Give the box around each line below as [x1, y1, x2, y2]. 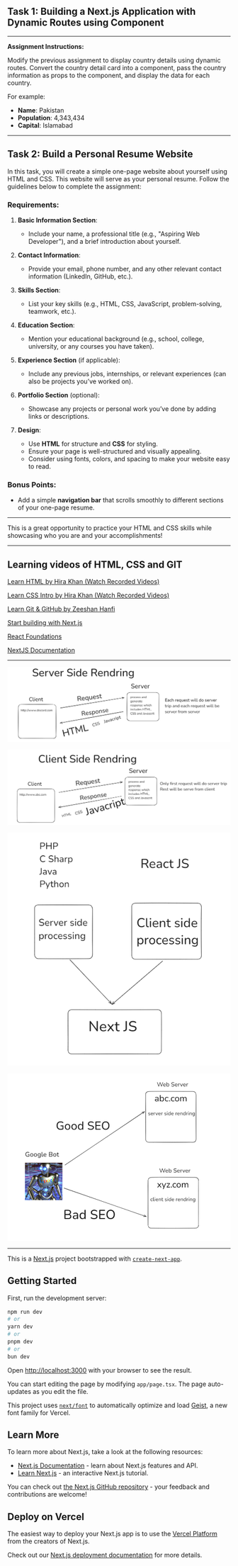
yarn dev [7, 1323, 33, 1331]
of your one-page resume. [17, 503, 95, 512]
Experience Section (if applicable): [17, 356, 120, 364]
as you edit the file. [33, 1387, 89, 1395]
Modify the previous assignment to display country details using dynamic [7, 56, 221, 64]
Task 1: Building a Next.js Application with [7, 6, 196, 18]
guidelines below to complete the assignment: [7, 182, 142, 191]
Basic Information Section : [17, 215, 98, 224]
